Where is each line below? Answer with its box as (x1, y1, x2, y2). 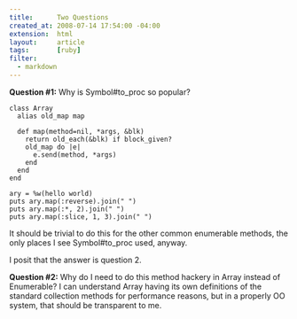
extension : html (9, 29, 74, 38)
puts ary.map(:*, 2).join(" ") (9, 205, 125, 214)
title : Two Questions (9, 12, 109, 22)
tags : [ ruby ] (9, 46, 82, 55)
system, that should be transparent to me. (9, 300, 162, 310)
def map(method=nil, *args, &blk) (17, 127, 145, 136)
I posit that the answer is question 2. (9, 254, 142, 265)
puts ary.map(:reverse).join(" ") (9, 197, 137, 206)
